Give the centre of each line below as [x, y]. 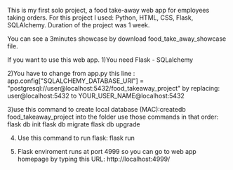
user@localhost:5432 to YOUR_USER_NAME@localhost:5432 [96, 96]
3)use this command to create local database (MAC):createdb [96, 109]
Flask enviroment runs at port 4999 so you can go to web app [107, 151]
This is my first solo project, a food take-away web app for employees [108, 10]
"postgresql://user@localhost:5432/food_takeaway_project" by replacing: [113, 88]
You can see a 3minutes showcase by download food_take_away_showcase [117, 39]
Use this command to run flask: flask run [76, 138]
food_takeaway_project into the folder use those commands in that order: [113, 117]
